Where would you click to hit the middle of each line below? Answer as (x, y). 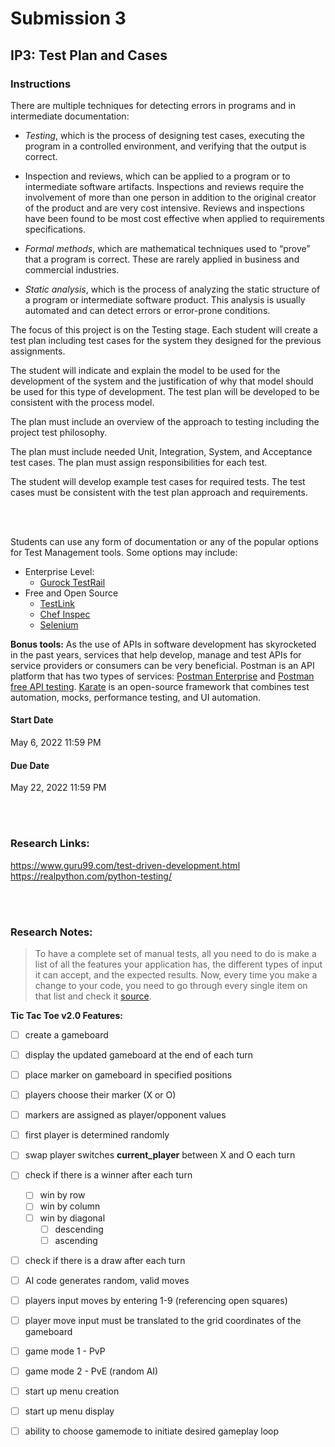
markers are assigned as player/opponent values (125, 1115)
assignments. (38, 351)
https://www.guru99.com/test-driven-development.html (125, 865)
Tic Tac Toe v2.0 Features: (66, 1015)
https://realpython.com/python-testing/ (91, 876)
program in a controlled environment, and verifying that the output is (165, 146)
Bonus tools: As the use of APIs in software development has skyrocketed (163, 644)
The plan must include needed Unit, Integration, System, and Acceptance (161, 451)
